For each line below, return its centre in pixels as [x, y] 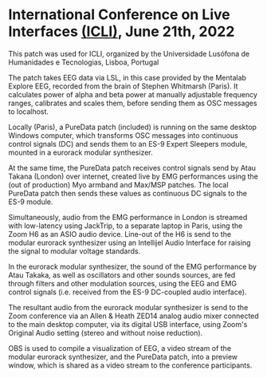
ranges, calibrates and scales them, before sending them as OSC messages [133, 103]
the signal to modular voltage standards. [75, 251]
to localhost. [29, 111]
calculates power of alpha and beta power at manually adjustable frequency [133, 94]
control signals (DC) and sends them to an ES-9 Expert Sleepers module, [128, 144]
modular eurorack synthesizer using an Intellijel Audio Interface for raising [130, 242]
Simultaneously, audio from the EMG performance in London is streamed [128, 217]
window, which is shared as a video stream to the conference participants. [130, 365]
